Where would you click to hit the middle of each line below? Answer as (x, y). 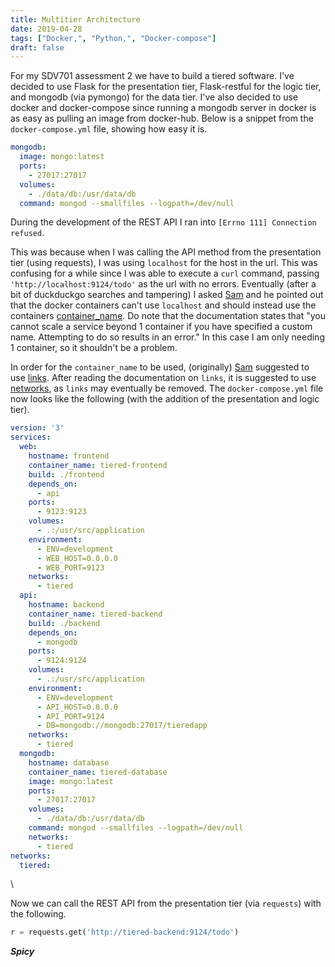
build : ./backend (64, 623)
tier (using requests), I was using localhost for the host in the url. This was (164, 263)
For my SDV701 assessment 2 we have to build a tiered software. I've (152, 76)
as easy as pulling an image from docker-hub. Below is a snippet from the (162, 118)
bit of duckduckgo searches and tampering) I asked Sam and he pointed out (167, 295)
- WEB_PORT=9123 (70, 567)
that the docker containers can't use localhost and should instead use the (163, 305)
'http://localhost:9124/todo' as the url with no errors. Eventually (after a (163, 284)
